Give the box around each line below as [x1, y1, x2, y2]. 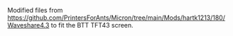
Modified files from [7, 6, 63, 14]
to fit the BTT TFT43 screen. [50, 21, 134, 29]
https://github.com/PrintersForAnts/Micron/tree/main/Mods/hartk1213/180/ [7, 13, 226, 22]
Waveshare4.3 [7, 21, 50, 29]
